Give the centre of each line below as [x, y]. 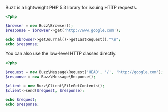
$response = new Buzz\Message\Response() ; [50, 77]
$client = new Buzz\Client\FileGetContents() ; [55, 86]
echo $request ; [21, 100]
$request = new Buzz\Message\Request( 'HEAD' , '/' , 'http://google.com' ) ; [85, 72]
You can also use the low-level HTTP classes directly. [61, 54]
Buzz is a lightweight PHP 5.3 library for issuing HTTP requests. [71, 7]
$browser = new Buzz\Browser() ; [39, 25]
